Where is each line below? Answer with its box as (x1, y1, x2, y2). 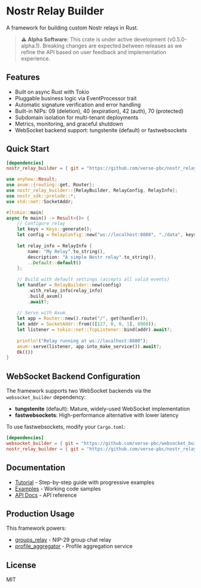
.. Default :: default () (28, 259, 82, 265)
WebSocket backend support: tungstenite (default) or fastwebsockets (14, 126, 187, 133)
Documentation (6, 462, 66, 473)
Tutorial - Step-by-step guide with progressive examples (14, 479, 154, 486)
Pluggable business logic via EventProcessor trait (14, 94, 137, 102)
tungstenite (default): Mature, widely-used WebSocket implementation (14, 405, 190, 413)
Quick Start (6, 144, 50, 154)
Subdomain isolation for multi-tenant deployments (14, 114, 139, 121)
